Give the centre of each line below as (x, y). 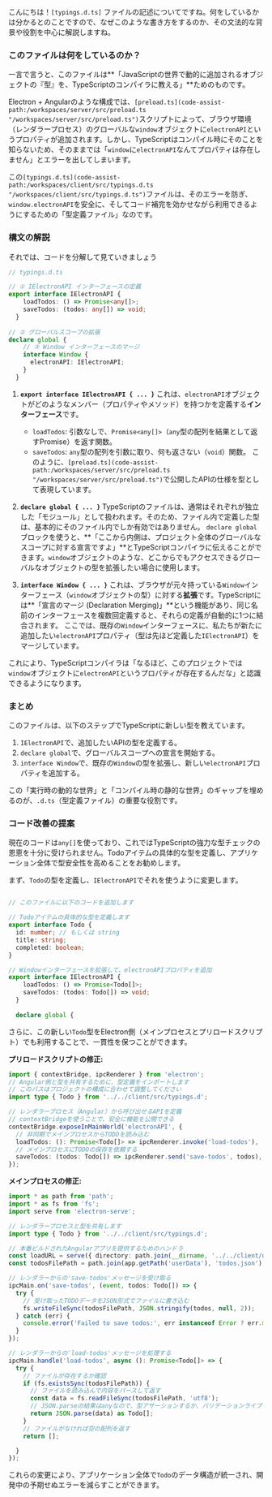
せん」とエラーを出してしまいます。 (75, 160)
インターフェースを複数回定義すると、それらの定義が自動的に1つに (145, 615)
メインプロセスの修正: (45, 1181)
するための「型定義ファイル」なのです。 (90, 214)
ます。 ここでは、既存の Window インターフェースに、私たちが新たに (152, 625)
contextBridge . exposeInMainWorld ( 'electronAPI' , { (96, 1127)
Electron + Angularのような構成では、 (72, 102)
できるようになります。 (47, 683)
